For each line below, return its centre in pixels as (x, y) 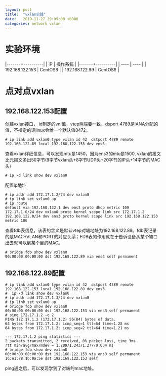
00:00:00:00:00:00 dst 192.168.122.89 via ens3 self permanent (72, 257)
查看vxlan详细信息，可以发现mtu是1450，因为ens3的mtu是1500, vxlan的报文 (83, 154)
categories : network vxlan (33, 24)
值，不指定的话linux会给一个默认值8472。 (48, 130)
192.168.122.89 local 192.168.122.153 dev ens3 (55, 144)
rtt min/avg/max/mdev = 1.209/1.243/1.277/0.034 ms (59, 345)
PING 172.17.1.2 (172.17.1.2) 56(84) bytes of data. (61, 320)
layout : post (19, 10)
